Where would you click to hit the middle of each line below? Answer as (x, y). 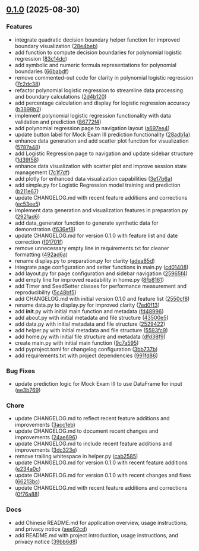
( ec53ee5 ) (27, 204)
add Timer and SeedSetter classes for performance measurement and (101, 286)
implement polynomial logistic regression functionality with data (93, 115)
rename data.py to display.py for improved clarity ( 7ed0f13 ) (87, 305)
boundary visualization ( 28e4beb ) (56, 46)
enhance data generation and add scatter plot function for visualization (102, 141)
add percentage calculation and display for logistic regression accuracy (102, 103)
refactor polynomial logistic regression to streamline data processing (99, 90)
